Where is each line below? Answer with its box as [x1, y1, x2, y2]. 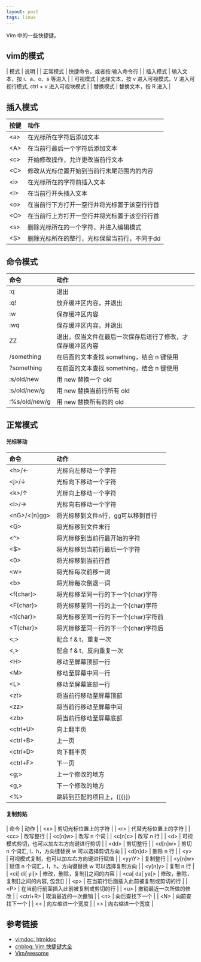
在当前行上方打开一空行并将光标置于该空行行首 [27, 212, 160, 220]
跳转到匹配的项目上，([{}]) [56, 793, 130, 801]
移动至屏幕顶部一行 [56, 658, 111, 666]
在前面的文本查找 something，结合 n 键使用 [56, 364, 178, 372]
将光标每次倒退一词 [56, 579, 111, 587]
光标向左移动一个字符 [56, 466, 117, 475]
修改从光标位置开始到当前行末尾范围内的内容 [27, 167, 154, 175]
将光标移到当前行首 [56, 556, 111, 565]
